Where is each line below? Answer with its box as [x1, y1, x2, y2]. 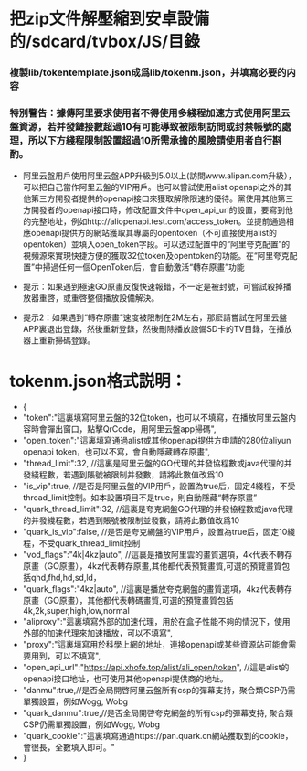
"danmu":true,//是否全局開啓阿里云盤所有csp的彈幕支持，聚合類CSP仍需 [22, 685, 296, 696]
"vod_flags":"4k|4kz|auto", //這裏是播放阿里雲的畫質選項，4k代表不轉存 [22, 550, 293, 561]
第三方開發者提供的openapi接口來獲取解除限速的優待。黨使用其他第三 [30, 193, 294, 204]
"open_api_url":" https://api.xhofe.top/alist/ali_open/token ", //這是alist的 [22, 662, 290, 673]
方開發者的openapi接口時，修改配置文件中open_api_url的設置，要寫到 [22, 205, 286, 216]
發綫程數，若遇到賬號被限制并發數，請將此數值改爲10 [22, 469, 224, 480]
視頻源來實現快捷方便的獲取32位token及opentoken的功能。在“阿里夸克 [22, 251, 290, 262]
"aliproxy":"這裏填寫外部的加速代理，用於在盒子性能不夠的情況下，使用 [22, 616, 291, 627]
